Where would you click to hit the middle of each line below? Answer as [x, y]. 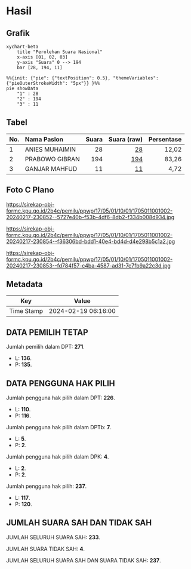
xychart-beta [22, 47]
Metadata [24, 284]
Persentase [165, 139]
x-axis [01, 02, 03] [42, 57]
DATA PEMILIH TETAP [47, 332]
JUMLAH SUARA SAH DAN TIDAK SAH [79, 523]
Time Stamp [26, 311]
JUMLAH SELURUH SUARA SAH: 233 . [53, 537]
